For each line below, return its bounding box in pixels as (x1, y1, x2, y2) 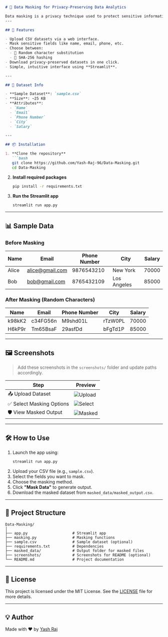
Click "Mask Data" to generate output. (12, 484, 92, 490)
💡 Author (5, 613, 34, 621)
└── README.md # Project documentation (5, 557, 124, 562)
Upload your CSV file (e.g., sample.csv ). (12, 468, 94, 474)
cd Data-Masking (11, 165, 46, 170)
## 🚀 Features (5, 28, 35, 33)
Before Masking (5, 239, 44, 246)
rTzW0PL (103, 318, 125, 325)
